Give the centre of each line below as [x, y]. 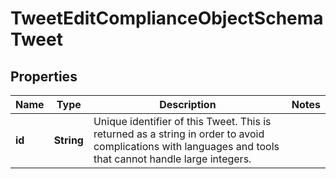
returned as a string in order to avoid [179, 134]
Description [188, 104]
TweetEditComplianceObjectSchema [167, 18]
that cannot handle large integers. [172, 159]
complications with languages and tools [186, 146]
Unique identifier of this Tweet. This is [182, 121]
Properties [44, 76]
